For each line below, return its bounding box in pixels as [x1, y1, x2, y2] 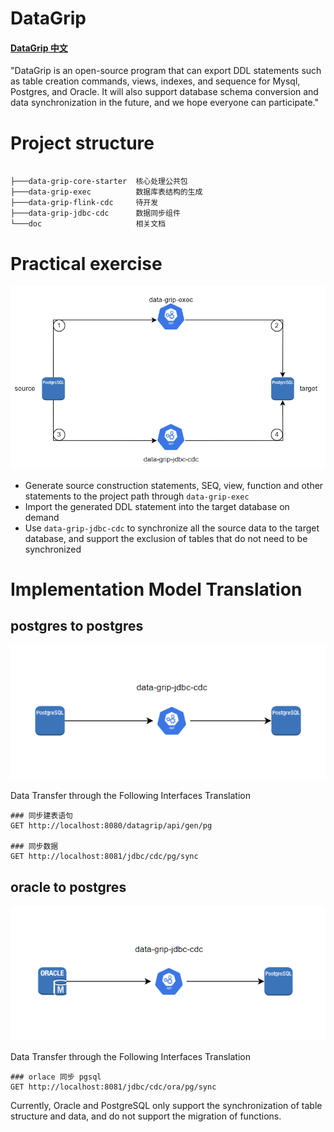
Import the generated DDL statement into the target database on [24, 500, 290, 512]
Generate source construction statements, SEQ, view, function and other [24, 479, 324, 491]
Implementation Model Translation [10, 578, 303, 601]
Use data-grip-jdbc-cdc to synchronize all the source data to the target [24, 522, 320, 534]
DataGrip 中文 [10, 42, 68, 54]
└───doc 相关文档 [10, 219, 167, 229]
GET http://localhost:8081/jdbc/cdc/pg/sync [10, 852, 199, 862]
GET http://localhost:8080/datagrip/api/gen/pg [10, 821, 213, 831]
